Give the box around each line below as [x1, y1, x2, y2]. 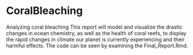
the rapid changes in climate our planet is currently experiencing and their [6, 36, 185, 43]
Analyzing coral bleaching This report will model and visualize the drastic [6, 23, 183, 30]
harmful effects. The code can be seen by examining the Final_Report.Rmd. [6, 42, 188, 49]
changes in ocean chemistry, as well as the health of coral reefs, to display [6, 29, 187, 36]
